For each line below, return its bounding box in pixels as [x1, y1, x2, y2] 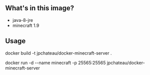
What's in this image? [5, 4, 74, 12]
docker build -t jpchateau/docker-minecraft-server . [5, 50, 112, 56]
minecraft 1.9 [12, 22, 39, 28]
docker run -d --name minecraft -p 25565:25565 [5, 60, 106, 66]
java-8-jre [12, 17, 33, 23]
